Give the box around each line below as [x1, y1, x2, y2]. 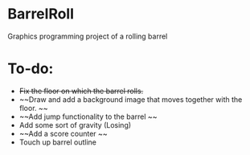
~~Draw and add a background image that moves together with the [18, 94, 243, 104]
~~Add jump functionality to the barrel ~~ [18, 112, 158, 121]
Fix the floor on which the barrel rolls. [18, 86, 144, 96]
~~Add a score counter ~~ [18, 128, 108, 138]
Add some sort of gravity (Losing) [18, 120, 132, 129]
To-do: [7, 59, 54, 78]
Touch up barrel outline [18, 137, 97, 147]
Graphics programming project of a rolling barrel [7, 31, 168, 41]
